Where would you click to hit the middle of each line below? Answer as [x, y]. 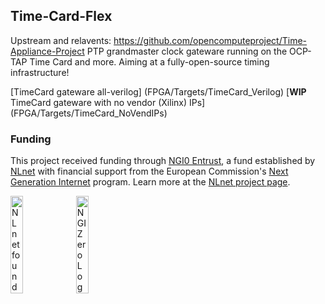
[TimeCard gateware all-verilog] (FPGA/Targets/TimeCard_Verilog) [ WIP [158, 91]
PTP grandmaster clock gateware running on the [187, 51]
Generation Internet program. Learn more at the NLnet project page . [150, 182]
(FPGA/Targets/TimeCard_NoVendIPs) [89, 113]
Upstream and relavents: [61, 40]
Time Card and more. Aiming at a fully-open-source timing [149, 61]
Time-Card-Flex [61, 16]
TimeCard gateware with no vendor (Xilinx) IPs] [108, 102]
